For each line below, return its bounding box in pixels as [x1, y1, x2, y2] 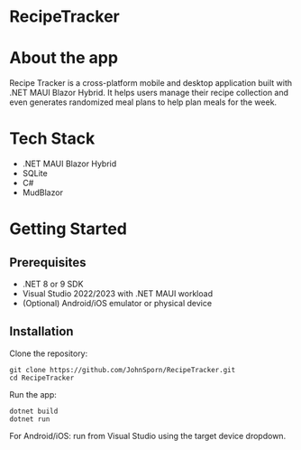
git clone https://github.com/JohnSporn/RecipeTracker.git [9, 365, 236, 374]
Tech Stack [9, 128, 96, 149]
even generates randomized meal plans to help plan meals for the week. [9, 97, 278, 108]
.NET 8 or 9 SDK [22, 278, 84, 290]
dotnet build [9, 407, 59, 416]
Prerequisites [9, 255, 87, 270]
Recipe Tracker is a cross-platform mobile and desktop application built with [9, 78, 293, 89]
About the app [9, 48, 119, 69]
